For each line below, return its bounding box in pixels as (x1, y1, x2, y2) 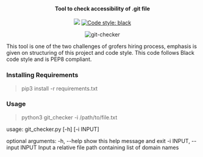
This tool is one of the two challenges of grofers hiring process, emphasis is (6, 43, 197, 50)
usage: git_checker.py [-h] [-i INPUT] (6, 125, 99, 133)
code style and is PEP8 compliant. (6, 55, 92, 63)
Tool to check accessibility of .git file (54, 5, 151, 12)
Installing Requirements (6, 71, 79, 79)
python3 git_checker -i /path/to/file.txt (21, 113, 118, 121)
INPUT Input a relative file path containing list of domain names (20, 144, 179, 151)
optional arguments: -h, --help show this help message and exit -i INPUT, (6, 137, 190, 144)
